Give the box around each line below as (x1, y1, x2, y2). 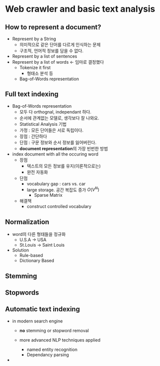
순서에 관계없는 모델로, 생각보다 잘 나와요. (19, 115, 99, 121)
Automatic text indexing (5, 305, 80, 314)
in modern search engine (12, 318, 63, 324)
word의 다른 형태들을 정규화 (12, 231, 66, 237)
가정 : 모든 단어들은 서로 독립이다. (19, 127, 84, 133)
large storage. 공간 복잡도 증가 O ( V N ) (26, 186, 99, 193)
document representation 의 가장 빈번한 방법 (19, 145, 108, 151)
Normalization (5, 218, 49, 226)
